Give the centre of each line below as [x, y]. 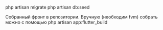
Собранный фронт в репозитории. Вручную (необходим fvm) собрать [81, 17]
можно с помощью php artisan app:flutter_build [56, 22]
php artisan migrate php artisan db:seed [48, 7]
